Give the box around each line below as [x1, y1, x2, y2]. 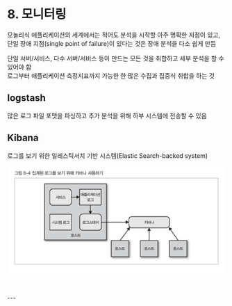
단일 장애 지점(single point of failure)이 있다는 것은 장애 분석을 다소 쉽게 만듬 [7, 39, 217, 47]
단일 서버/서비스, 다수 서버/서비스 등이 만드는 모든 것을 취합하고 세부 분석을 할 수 [7, 54, 224, 63]
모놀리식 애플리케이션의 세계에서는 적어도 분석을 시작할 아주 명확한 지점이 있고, [7, 31, 221, 39]
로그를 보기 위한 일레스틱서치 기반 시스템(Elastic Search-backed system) [7, 151, 208, 160]
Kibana [7, 132, 39, 144]
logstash [7, 92, 47, 104]
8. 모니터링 [7, 6, 67, 22]
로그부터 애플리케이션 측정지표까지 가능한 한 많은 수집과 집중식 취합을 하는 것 [7, 71, 215, 80]
